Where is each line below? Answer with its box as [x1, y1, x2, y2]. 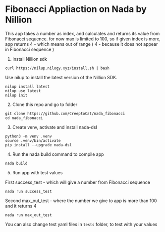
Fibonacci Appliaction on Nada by [5, 3, 147, 15]
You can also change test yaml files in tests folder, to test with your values [5, 221, 158, 227]
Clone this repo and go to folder [12, 101, 78, 108]
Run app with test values [12, 169, 63, 175]
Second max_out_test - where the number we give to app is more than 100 [5, 198, 157, 204]
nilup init [5, 93, 28, 98]
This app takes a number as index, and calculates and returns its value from [5, 30, 160, 36]
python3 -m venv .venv [5, 133, 52, 139]
